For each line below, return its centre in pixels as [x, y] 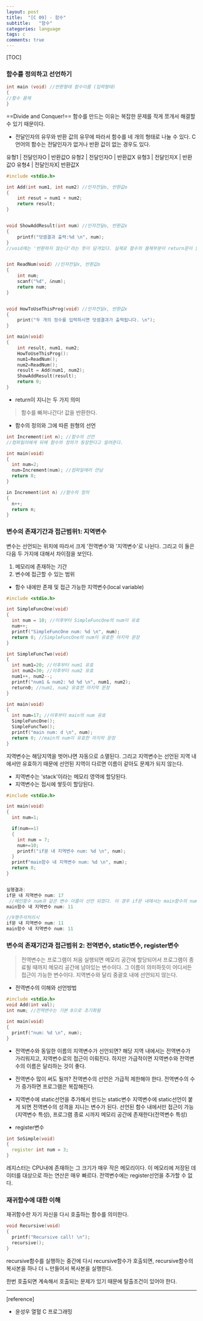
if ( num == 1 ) [25, 829]
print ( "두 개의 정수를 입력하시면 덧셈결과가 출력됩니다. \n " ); [86, 320]
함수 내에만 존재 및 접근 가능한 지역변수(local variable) [79, 587]
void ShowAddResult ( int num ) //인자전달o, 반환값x [67, 226]
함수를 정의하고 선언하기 [39, 74]
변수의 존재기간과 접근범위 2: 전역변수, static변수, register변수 [93, 946]
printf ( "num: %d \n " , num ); [47, 1033]
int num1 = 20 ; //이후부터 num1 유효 [53, 665]
